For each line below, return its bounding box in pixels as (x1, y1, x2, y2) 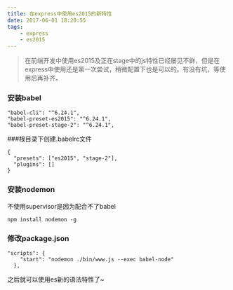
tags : (7, 23, 23, 30)
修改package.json (7, 233, 69, 243)
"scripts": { (7, 250, 46, 257)
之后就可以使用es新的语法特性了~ (7, 275, 105, 284)
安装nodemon (7, 185, 55, 195)
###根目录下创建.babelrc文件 (7, 134, 93, 144)
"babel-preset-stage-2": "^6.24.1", (7, 122, 114, 129)
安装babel (7, 93, 42, 103)
